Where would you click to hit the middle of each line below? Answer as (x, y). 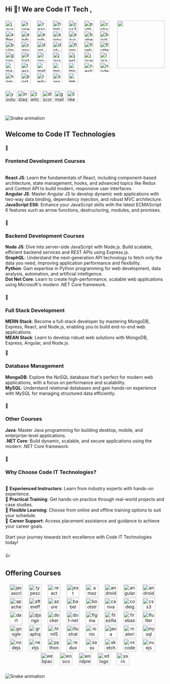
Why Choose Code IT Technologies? (51, 472)
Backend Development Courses (45, 235)
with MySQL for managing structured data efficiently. (60, 393)
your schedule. (21, 515)
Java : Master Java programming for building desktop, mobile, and (74, 430)
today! (12, 542)
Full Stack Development (35, 310)
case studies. (19, 504)
